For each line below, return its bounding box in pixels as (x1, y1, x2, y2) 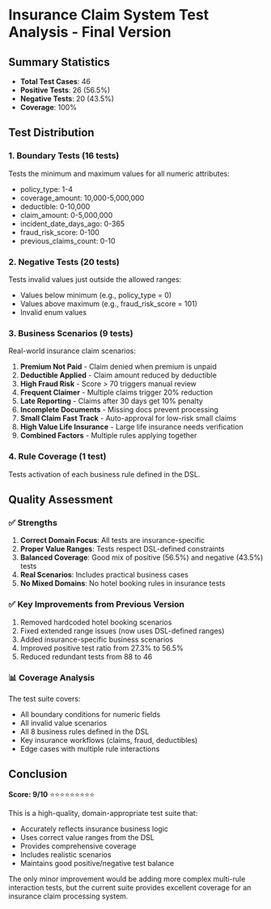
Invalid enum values (19, 307, 87, 317)
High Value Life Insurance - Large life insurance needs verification (19, 422, 244, 432)
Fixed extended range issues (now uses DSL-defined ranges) (19, 625, 225, 635)
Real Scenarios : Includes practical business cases (19, 570, 188, 580)
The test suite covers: (8, 693, 81, 703)
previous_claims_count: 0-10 (19, 236, 116, 245)
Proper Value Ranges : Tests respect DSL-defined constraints (19, 544, 225, 554)
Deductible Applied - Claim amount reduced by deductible (19, 370, 217, 380)
